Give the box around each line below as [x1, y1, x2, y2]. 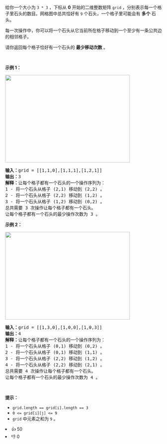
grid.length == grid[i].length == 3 [12, 406, 88, 411]
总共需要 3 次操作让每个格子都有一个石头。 [5, 205, 96, 211]
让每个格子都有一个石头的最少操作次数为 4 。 [5, 375, 100, 380]
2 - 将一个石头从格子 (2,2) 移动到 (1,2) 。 [5, 193, 105, 198]
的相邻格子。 [5, 34, 31, 39]
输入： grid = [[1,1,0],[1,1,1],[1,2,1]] [5, 168, 102, 173]
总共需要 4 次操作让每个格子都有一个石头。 [5, 369, 96, 374]
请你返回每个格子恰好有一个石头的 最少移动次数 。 [5, 44, 108, 50]
